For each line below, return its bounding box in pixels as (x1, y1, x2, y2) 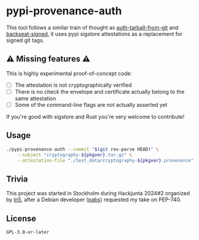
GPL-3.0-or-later (6, 229, 50, 235)
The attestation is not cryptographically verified (14, 81, 132, 88)
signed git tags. (6, 36, 45, 44)
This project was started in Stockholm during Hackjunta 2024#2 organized (6, 190, 190, 197)
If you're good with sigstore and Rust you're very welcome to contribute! (6, 113, 185, 120)
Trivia (6, 174, 28, 184)
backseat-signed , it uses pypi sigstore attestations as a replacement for (6, 30, 183, 37)
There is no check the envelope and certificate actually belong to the (14, 88, 185, 95)
